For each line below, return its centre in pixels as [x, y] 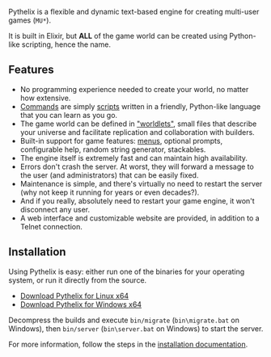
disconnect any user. [55, 209]
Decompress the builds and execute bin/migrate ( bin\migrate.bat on [124, 320]
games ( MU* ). [30, 20]
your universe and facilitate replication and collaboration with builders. [137, 132]
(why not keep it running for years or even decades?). [110, 192]
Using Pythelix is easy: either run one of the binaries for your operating [127, 271]
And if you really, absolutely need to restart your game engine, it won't [137, 200]
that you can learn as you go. [69, 115]
